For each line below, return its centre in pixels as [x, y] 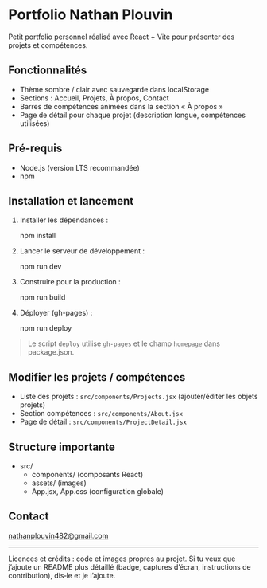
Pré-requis [35, 149]
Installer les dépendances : [64, 220]
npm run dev [41, 267]
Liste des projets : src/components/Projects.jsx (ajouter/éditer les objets [139, 397]
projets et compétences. [48, 45]
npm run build [43, 297]
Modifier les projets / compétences [97, 377]
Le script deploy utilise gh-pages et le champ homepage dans [124, 343]
